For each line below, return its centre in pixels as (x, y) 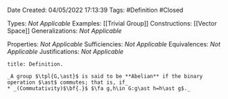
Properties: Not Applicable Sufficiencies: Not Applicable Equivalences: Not (114, 44)
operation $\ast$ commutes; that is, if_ (68, 82)
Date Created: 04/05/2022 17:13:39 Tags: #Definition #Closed (95, 10)
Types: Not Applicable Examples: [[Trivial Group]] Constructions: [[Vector (112, 23)
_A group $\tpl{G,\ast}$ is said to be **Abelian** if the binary (105, 76)
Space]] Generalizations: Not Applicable (64, 31)
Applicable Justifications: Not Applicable (65, 52)
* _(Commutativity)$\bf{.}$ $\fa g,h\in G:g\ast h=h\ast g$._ (99, 89)
